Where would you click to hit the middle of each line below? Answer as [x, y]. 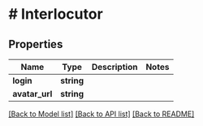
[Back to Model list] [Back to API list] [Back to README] [101, 114]
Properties [36, 44]
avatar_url [32, 94]
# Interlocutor [56, 14]
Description [114, 67]
